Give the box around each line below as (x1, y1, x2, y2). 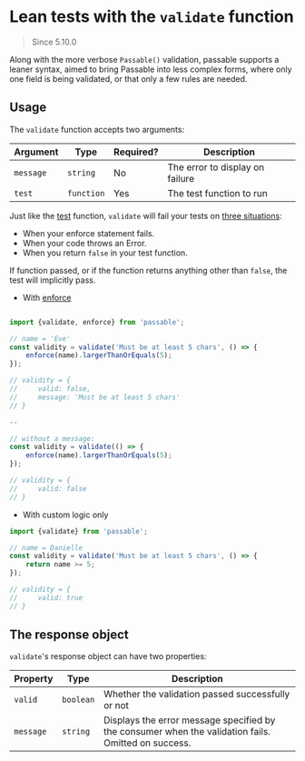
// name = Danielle (9, 543, 84, 552)
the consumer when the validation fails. (103, 726, 271, 738)
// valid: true (9, 593, 84, 602)
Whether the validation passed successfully (103, 688, 290, 701)
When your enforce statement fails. (22, 227, 155, 238)
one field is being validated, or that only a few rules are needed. (9, 73, 248, 84)
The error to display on (167, 161, 265, 174)
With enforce (22, 292, 72, 303)
